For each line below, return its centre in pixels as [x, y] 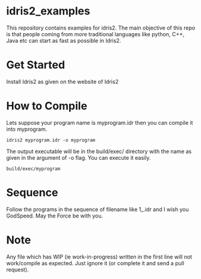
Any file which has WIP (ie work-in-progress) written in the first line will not [99, 257]
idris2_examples [48, 11]
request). [17, 269]
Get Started [36, 65]
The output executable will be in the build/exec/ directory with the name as [99, 151]
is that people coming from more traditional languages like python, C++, [95, 34]
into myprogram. [27, 129]
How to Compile [47, 106]
